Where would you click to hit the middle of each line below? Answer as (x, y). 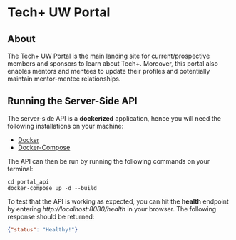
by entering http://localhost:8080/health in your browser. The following (112, 209)
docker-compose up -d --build (52, 188)
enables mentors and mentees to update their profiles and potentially (109, 71)
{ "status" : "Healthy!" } (43, 229)
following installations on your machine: (66, 126)
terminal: (20, 169)
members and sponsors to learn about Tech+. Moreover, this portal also (113, 64)
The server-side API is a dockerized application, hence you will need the (114, 118)
